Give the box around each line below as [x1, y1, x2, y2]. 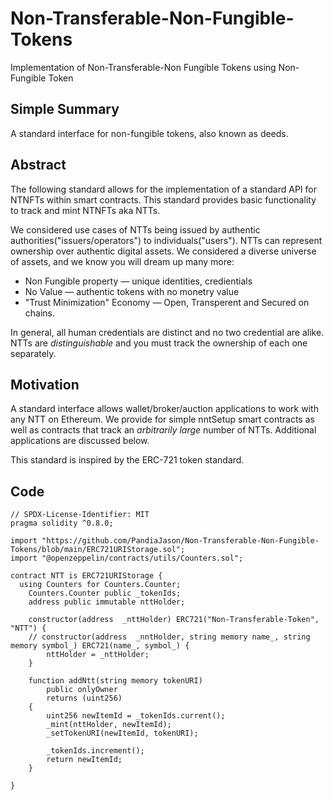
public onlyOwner [46, 685, 118, 695]
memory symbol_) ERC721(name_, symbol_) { [10, 641, 190, 651]
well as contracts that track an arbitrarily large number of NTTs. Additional [10, 424, 317, 436]
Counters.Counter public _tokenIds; [28, 588, 182, 599]
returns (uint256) [46, 693, 123, 704]
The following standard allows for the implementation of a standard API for [10, 183, 317, 195]
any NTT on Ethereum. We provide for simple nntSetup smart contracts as [10, 413, 315, 426]
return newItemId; [46, 755, 123, 765]
